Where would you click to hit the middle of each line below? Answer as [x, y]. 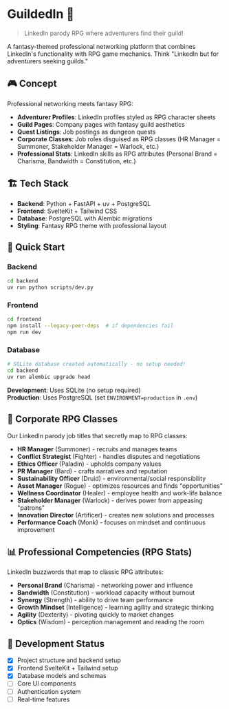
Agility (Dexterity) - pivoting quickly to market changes [95, 615]
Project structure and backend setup [69, 660]
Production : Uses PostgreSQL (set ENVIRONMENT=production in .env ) [102, 397]
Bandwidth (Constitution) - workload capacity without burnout [106, 593]
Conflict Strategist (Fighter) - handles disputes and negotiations [109, 456]
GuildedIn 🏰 [41, 14]
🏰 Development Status [56, 644]
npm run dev [24, 332]
